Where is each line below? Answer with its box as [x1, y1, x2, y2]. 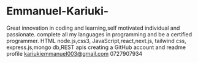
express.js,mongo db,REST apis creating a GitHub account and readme [6, 44, 186, 51]
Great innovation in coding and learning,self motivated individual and [6, 24, 180, 31]
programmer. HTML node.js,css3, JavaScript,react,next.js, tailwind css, [6, 37, 187, 44]
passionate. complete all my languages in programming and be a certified [6, 30, 192, 38]
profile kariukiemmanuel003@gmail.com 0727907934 [6, 50, 143, 57]
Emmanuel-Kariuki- [6, 4, 109, 18]
